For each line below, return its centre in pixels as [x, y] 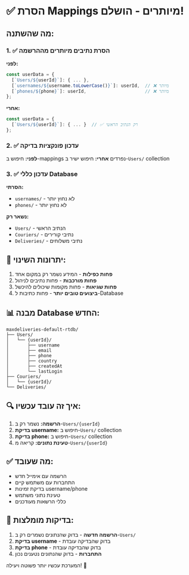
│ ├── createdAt [34, 366]
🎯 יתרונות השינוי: [36, 259]
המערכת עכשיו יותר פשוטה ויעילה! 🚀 [47, 565]
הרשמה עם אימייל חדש [41, 476]
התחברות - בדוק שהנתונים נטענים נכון [58, 553]
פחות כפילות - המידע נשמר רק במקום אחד [64, 274]
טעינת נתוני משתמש [38, 495]
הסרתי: [15, 187]
